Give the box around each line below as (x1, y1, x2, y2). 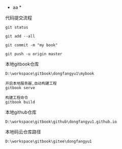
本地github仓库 (5, 109, 37, 115)
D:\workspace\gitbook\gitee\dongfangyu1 (5, 139, 93, 144)
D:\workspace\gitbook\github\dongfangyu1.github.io (5, 119, 117, 124)
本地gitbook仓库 (5, 61, 39, 67)
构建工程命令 (5, 95, 28, 100)
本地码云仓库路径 (5, 129, 41, 135)
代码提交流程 (5, 15, 32, 21)
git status (5, 25, 28, 30)
